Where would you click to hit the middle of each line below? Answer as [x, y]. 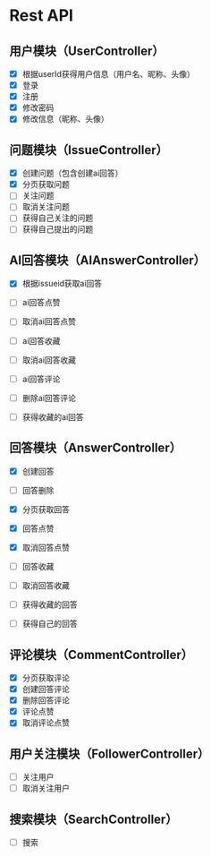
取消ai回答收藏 [49, 360]
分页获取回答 [46, 509]
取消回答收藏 [46, 586]
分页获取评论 [46, 678]
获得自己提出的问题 [58, 229]
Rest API [42, 16]
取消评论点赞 [46, 723]
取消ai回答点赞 [49, 321]
